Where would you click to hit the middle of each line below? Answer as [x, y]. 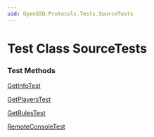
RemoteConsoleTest [36, 126]
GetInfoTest [24, 86]
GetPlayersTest [29, 100]
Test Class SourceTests [77, 48]
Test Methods [32, 70]
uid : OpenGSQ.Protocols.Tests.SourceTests [70, 14]
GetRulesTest [26, 113]
